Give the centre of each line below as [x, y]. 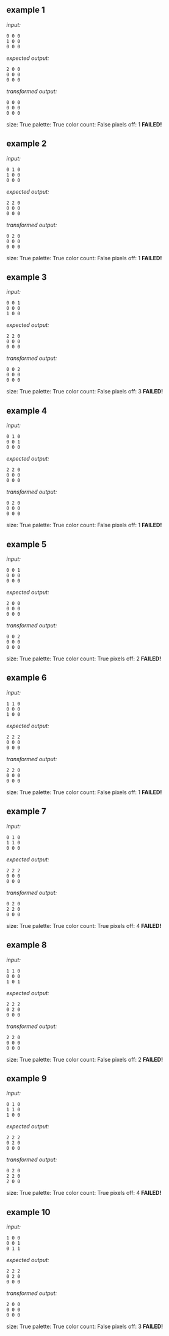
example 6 [27, 678]
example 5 [27, 544]
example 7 [27, 812]
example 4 [27, 411]
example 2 [27, 144]
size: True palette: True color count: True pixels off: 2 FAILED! [84, 659]
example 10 [28, 1212]
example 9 [27, 1079]
